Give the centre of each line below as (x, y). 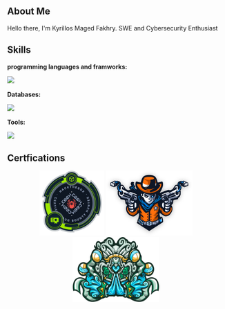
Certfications (36, 158)
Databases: (24, 94)
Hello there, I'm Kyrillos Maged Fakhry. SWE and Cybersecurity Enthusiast (112, 28)
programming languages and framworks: (67, 67)
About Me (29, 11)
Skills (19, 50)
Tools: (16, 122)
